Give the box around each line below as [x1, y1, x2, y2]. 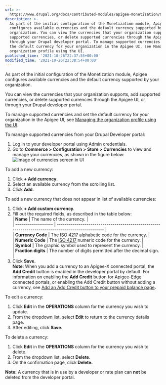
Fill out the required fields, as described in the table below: [12, 211, 132, 217]
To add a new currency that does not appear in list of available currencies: [5, 196, 157, 202]
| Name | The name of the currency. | [12, 216, 88, 222]
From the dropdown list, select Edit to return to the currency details [12, 314, 150, 320]
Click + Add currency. [12, 176, 58, 182]
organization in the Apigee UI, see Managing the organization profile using [5, 117, 157, 123]
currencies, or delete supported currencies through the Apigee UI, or [5, 97, 146, 103]
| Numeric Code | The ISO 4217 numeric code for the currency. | [12, 237, 144, 243]
